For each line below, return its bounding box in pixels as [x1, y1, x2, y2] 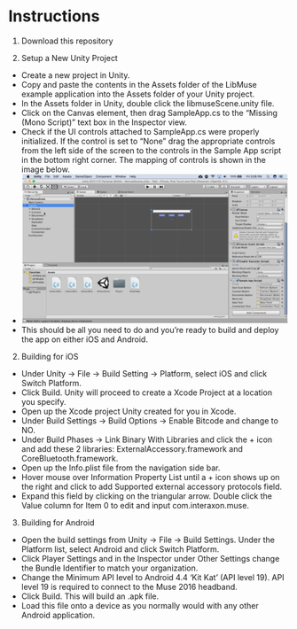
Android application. [20, 610, 96, 621]
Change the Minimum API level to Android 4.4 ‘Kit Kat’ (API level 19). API [20, 572, 285, 583]
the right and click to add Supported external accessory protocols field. [20, 481, 283, 493]
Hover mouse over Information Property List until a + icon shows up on [20, 472, 280, 483]
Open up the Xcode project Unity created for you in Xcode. [20, 406, 237, 417]
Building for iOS [20, 352, 79, 362]
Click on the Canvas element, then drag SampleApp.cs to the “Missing [20, 107, 278, 118]
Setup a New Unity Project [20, 52, 119, 63]
